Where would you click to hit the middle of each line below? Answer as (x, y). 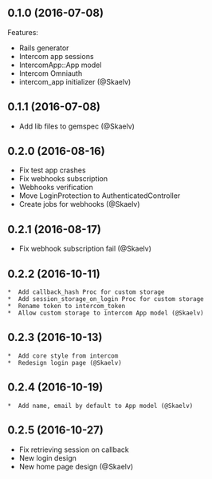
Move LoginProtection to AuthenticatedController (100, 196)
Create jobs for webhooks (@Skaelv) (79, 204)
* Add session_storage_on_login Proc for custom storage (106, 299)
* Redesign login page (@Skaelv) (65, 362)
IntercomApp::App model (60, 65)
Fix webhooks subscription (63, 179)
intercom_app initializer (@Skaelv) (75, 81)
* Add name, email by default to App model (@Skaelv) (100, 406)
